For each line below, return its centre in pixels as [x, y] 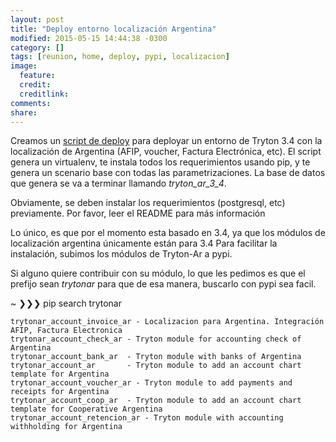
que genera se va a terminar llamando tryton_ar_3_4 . [118, 183]
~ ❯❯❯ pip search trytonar [66, 303]
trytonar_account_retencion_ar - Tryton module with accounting [147, 418]
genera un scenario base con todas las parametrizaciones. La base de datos [168, 173]
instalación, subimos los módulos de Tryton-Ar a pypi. [121, 254]
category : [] [37, 47]
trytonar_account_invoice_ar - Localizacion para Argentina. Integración [167, 322]
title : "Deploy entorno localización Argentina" [113, 29]
